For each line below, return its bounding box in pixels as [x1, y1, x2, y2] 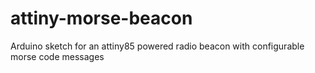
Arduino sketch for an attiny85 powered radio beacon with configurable [10, 40, 305, 52]
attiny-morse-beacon [10, 7, 193, 30]
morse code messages [10, 50, 105, 62]
